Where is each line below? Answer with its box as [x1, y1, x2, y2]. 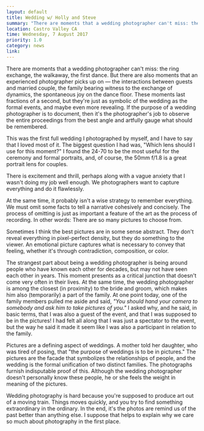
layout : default [6, 8, 47, 15]
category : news [6, 43, 45, 49]
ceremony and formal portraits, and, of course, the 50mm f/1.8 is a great [6, 154, 187, 161]
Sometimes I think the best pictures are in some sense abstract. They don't [6, 228, 194, 235]
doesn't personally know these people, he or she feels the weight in [6, 373, 176, 381]
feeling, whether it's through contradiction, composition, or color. [6, 247, 169, 255]
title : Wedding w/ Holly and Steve [6, 15, 97, 21]
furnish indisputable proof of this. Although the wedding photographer [6, 367, 182, 375]
